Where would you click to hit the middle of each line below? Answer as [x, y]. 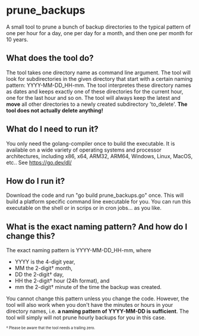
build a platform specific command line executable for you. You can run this [99, 202]
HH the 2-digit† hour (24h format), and [62, 281]
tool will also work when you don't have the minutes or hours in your [90, 305]
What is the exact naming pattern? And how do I [97, 227]
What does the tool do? [50, 58]
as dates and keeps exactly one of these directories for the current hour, [95, 91]
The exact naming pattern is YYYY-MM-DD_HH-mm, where [79, 250]
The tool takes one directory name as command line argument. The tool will [99, 73]
